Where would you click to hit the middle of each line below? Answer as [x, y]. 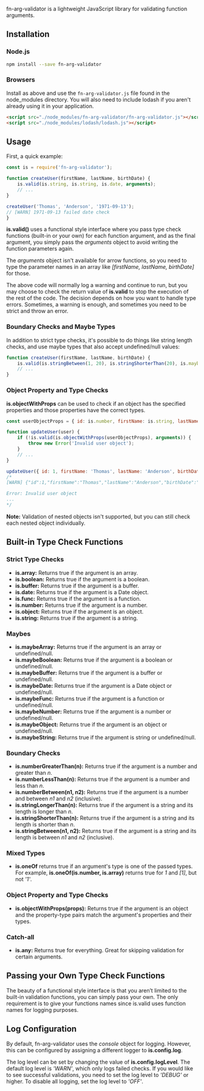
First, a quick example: [35, 156]
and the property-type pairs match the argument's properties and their [104, 915]
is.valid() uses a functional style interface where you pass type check [94, 229]
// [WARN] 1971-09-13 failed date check [58, 212]
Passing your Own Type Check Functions [86, 976]
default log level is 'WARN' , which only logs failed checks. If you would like [100, 1068]
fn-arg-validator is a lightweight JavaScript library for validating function [97, 9]
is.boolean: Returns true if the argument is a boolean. [82, 579]
